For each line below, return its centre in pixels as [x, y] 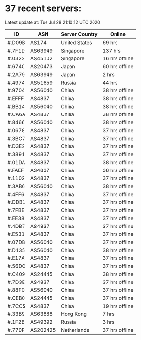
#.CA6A [17, 114]
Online [118, 34]
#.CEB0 [16, 298]
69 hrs [110, 42]
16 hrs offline [118, 58]
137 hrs [112, 51]
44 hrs [110, 83]
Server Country [79, 34]
